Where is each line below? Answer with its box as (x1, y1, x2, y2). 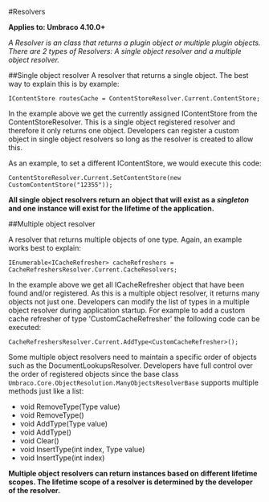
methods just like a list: (8, 386, 84, 396)
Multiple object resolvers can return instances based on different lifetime (8, 469, 258, 478)
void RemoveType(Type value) (19, 402, 120, 411)
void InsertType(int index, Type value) (19, 445, 145, 454)
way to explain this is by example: (8, 80, 120, 88)
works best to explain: (8, 243, 82, 252)
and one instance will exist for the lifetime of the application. (8, 204, 214, 213)
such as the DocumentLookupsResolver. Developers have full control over (8, 361, 253, 370)
